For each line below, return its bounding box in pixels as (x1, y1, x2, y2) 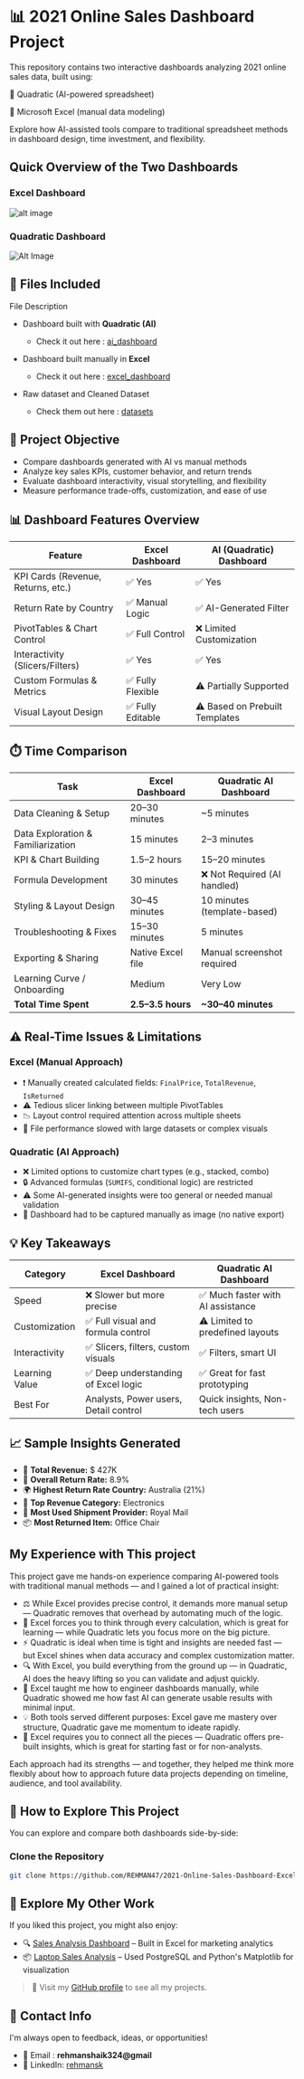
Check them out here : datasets (35, 405, 154, 416)
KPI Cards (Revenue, (14, 570, 102, 583)
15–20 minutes (200, 853, 266, 866)
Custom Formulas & (14, 674, 98, 687)
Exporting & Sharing (14, 952, 100, 964)
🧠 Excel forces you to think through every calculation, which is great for (22, 1617, 290, 1628)
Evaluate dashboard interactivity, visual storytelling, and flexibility (22, 475, 267, 486)
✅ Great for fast (198, 1366, 266, 1379)
